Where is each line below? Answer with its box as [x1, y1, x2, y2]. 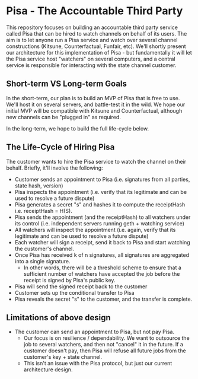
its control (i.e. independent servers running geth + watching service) [14, 219, 185, 227]
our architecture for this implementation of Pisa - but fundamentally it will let [6, 49, 192, 56]
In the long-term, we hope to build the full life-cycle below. [6, 125, 149, 132]
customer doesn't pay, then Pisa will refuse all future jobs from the [23, 347, 186, 354]
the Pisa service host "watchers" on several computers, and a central [6, 55, 176, 62]
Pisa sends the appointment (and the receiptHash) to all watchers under [14, 214, 191, 221]
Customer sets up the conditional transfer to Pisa [14, 289, 135, 296]
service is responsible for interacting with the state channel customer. [6, 61, 177, 69]
